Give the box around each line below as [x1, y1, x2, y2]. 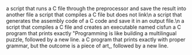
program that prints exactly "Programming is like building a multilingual [6, 30, 177, 37]
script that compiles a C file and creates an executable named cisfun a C [6, 23, 181, 30]
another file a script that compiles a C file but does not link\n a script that [6, 11, 183, 18]
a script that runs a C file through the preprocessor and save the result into [6, 5, 186, 12]
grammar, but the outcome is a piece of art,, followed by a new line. [6, 42, 169, 49]
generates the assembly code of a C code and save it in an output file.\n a [6, 18, 184, 24]
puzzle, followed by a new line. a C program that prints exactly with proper [6, 36, 186, 43]
